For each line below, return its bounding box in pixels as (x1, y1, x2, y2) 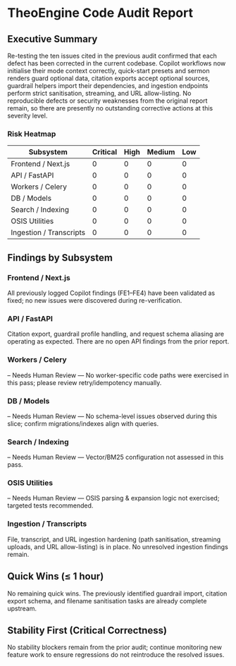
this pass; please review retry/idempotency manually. (7, 378, 162, 387)
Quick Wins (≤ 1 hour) (7, 570, 104, 582)
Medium (147, 147, 175, 157)
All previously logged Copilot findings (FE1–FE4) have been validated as (7, 289, 216, 297)
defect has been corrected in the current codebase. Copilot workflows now (7, 59, 226, 68)
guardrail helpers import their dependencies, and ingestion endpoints (7, 82, 209, 89)
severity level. (7, 111, 48, 120)
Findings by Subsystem (7, 251, 113, 263)
